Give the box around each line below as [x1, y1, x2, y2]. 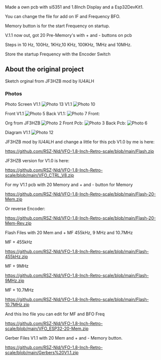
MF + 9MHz [5, 263, 29, 269]
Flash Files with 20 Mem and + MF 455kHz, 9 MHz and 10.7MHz [5, 230, 133, 236]
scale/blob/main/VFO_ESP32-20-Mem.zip [5, 326, 88, 332]
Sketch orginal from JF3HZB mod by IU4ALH [5, 78, 94, 84]
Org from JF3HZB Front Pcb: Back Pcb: [5, 120, 126, 126]
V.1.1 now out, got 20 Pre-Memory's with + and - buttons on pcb [5, 33, 132, 38]
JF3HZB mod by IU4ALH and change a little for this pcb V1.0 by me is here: [5, 139, 155, 145]
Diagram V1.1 [5, 130, 30, 136]
